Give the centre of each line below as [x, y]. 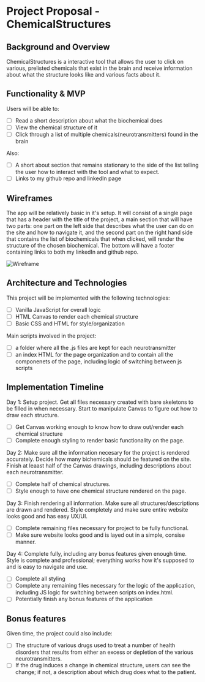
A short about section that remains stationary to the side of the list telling [107, 165]
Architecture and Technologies [67, 283]
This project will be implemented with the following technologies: [88, 298]
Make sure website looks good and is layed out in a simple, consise [100, 535]
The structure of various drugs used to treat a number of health [95, 645]
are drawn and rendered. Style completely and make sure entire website [97, 510]
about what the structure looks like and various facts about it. [84, 74]
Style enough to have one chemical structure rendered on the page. [101, 491]
